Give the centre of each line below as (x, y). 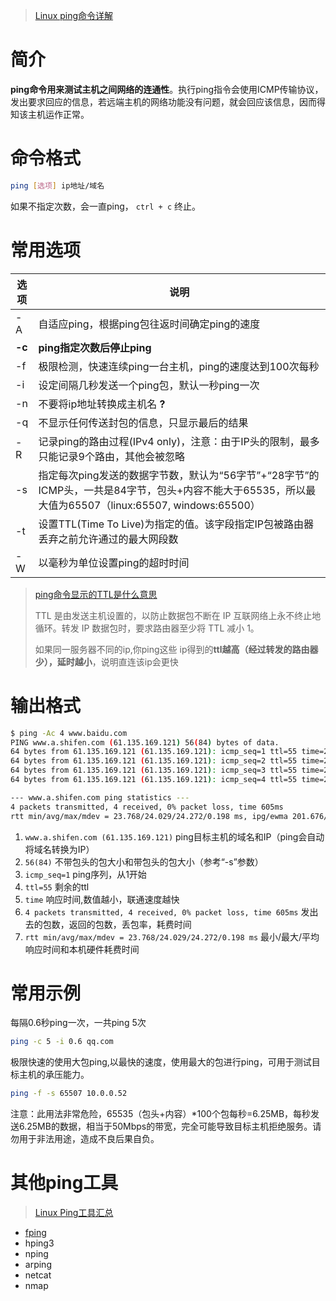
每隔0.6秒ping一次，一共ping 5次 (78, 1023)
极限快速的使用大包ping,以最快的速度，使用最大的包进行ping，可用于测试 (161, 1062)
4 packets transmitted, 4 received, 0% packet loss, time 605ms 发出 (171, 911)
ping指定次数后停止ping (95, 347)
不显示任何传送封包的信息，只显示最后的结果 (143, 422)
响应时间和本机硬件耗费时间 (82, 949)
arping (38, 1265)
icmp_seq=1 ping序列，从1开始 (85, 874)
